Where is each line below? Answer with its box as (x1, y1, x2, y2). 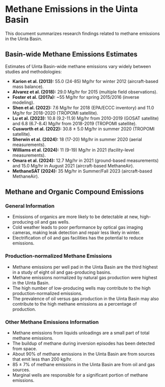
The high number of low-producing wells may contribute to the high (12, 285, 151, 291)
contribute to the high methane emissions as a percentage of (12, 301, 137, 307)
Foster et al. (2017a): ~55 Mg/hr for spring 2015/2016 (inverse (12, 94, 140, 100)
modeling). (12, 99, 35, 105)
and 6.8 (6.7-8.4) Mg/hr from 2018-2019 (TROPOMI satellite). (12, 120, 137, 126)
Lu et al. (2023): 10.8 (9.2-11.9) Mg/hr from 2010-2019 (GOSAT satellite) (12, 115, 159, 121)
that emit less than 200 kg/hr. (12, 356, 73, 362)
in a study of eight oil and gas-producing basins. (12, 269, 111, 275)
